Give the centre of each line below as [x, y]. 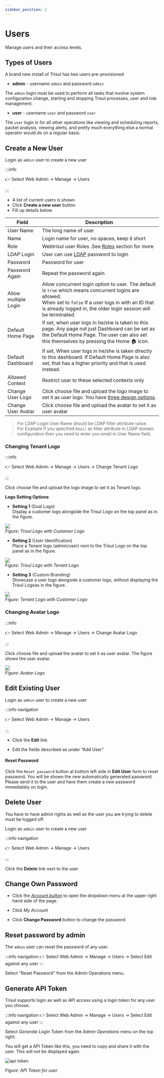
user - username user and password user [54, 113]
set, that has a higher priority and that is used [94, 363]
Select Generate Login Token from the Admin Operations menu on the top [79, 1032]
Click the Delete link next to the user [42, 869]
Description [99, 223]
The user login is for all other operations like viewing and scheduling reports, [82, 122]
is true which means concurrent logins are [91, 290]
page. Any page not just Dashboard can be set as [99, 329]
